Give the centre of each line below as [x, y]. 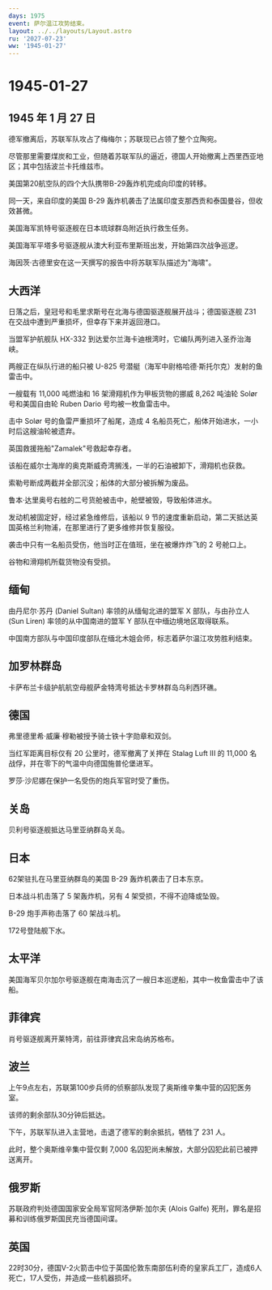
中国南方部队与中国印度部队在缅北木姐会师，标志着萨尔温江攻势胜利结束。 [132, 638]
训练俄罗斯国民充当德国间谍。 [72, 1219]
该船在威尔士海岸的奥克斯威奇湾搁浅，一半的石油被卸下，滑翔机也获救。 [129, 465]
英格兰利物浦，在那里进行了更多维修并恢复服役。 [97, 527]
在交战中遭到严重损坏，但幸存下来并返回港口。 [86, 322]
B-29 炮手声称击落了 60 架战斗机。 [67, 913]
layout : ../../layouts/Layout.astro [70, 31]
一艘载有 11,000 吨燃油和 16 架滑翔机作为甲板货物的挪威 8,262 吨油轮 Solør [133, 393]
